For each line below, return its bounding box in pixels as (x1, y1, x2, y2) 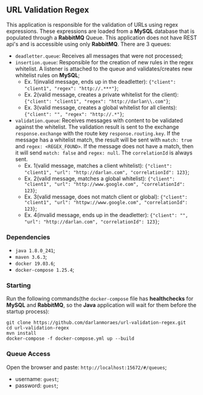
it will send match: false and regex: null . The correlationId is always (15, 149, 193, 156)
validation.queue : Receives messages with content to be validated (15, 117, 184, 124)
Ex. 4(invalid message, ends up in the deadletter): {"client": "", (24, 211, 188, 218)
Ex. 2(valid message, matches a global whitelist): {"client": (24, 174, 175, 182)
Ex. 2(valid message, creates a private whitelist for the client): (24, 91, 179, 98)
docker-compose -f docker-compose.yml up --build (6, 335, 135, 342)
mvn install (6, 331, 36, 337)
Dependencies (6, 233, 50, 241)
